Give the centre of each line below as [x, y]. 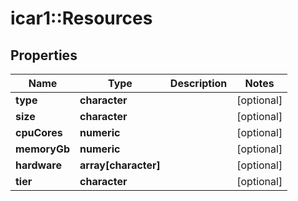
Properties [44, 55]
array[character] [120, 165]
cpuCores [39, 132]
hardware [38, 165]
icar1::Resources [81, 18]
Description [198, 83]
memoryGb [43, 149]
